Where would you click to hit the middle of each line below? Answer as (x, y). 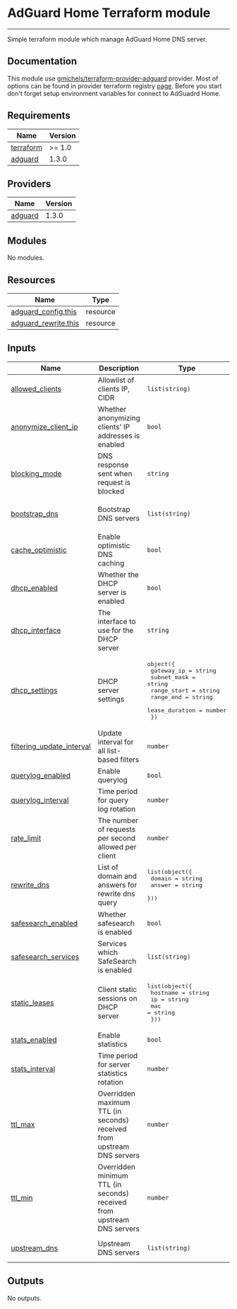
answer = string (177, 885)
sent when (115, 473)
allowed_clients (36, 388)
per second (117, 838)
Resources (31, 280)
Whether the (118, 575)
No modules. (26, 258)
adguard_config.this (44, 312)
